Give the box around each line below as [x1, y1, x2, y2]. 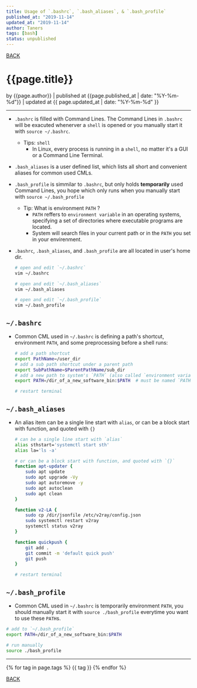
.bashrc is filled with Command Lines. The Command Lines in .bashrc [14, 115, 183, 122]
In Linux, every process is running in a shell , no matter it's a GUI [32, 145, 188, 152]
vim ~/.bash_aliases [14, 286, 65, 292]
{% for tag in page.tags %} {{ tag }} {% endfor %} [6, 664, 127, 671]
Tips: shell [23, 139, 50, 146]
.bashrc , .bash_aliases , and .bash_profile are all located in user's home [14, 247, 191, 254]
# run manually [6, 642, 43, 648]
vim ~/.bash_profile [14, 302, 65, 309]
